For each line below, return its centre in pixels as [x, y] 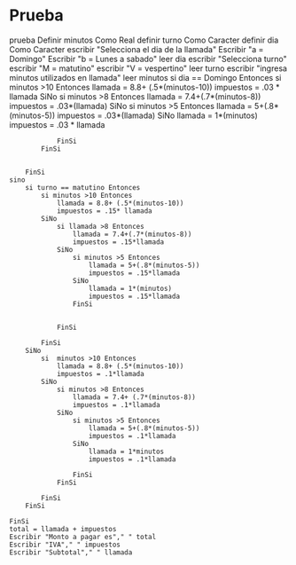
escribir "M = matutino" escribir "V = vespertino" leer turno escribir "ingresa [148, 68]
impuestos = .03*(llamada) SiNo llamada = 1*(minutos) [158, 115]
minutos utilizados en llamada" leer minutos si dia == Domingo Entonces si [145, 77]
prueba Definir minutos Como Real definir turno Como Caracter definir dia [144, 40]
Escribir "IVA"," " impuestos [65, 545]
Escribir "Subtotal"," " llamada [71, 552]
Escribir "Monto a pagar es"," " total [83, 537]
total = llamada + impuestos [63, 529]
